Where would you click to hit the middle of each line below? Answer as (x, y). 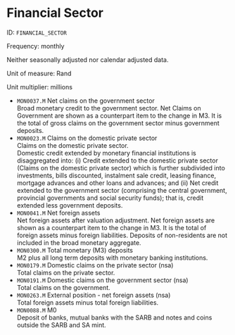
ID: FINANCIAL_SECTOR (37, 32)
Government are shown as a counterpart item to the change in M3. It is (119, 115)
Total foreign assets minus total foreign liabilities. (88, 302)
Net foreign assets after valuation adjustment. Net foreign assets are (116, 220)
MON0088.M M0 (37, 310)
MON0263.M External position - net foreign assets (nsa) (94, 295)
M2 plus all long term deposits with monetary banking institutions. (112, 258)
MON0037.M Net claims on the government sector (86, 101)
